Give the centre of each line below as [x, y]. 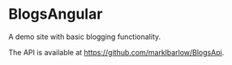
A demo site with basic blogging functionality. [85, 37]
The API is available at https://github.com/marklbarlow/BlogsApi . [116, 52]
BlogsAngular [56, 14]
